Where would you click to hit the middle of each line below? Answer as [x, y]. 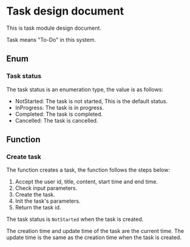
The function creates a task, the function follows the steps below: [88, 170]
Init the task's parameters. [48, 201]
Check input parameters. [46, 188]
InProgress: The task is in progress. [59, 107]
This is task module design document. [54, 28]
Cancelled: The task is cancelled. [56, 120]
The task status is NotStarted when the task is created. [75, 219]
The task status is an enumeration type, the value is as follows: [85, 89]
